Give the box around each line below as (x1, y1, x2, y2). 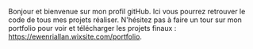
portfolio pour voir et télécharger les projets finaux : (8, 24, 177, 32)
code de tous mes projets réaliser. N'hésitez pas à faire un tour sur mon (8, 15, 242, 24)
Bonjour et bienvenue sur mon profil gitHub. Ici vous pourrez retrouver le (8, 7, 246, 16)
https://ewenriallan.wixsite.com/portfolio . (8, 32, 143, 41)
